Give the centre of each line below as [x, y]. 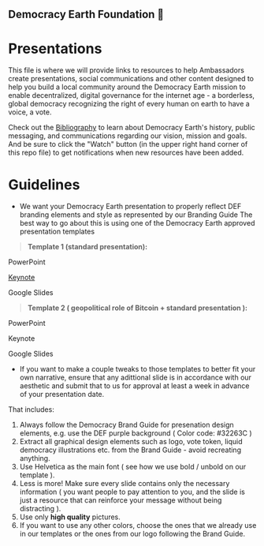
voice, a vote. [30, 112]
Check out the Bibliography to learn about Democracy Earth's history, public [132, 128]
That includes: [32, 409]
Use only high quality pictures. [70, 517]
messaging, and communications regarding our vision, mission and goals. [128, 136]
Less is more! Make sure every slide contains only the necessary [125, 484]
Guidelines [44, 184]
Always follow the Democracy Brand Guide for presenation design [126, 425]
